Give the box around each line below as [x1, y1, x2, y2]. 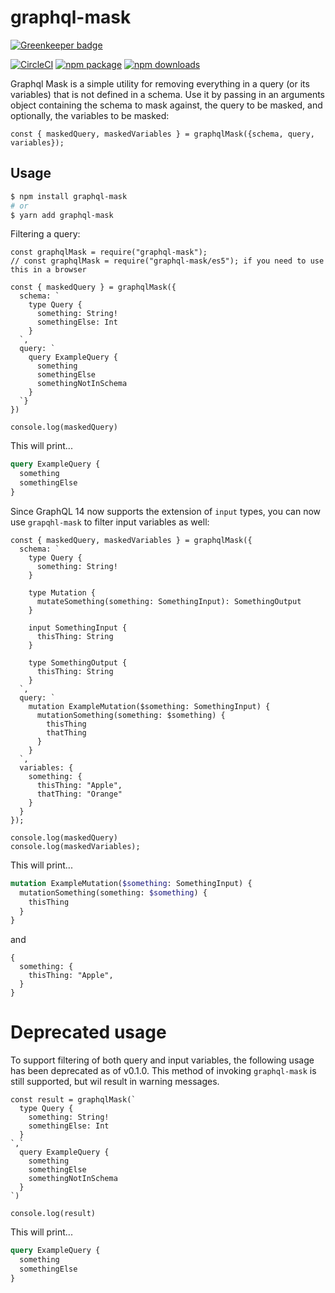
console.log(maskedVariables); [10, 841, 141, 851]
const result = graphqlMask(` [10, 1095, 137, 1105]
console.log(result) [10, 1209, 97, 1219]
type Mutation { [28, 587, 97, 598]
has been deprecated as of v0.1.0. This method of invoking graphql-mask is [10, 1065, 317, 1077]
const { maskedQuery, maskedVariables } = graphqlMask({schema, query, [10, 129, 315, 139]
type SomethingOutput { [28, 657, 128, 668]
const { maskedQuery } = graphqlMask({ [10, 282, 177, 293]
